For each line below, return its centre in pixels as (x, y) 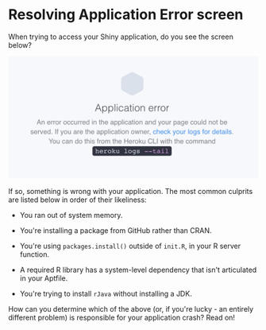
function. (35, 254)
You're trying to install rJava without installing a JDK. (106, 294)
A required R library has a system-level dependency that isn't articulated (138, 270)
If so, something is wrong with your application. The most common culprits (131, 192)
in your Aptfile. (44, 278)
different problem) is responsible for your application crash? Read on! (122, 318)
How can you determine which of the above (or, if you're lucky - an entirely (131, 309)
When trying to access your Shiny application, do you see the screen (121, 37)
